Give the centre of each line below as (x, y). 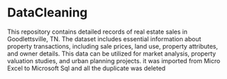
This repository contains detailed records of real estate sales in (97, 32)
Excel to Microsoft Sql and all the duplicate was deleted (86, 68)
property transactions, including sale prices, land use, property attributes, (113, 46)
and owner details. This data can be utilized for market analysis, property (112, 54)
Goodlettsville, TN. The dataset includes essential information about (104, 38)
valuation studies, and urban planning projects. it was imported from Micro (114, 60)
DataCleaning (48, 13)
